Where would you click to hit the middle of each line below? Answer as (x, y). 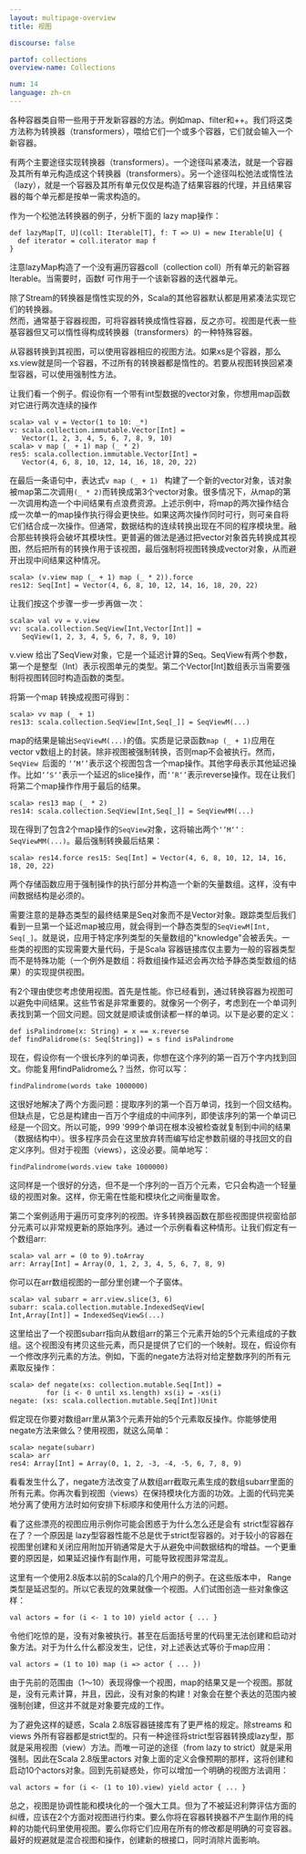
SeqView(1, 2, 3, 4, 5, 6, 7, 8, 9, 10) (99, 636)
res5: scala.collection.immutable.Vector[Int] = (103, 454)
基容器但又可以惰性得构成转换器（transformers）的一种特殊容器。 (133, 332)
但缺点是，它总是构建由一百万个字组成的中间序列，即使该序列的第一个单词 (149, 1115)
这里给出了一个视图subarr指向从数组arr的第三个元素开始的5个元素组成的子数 (153, 1333)
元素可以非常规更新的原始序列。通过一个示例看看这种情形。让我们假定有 (153, 1227)
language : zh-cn (40, 93)
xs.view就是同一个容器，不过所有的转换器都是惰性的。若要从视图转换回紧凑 (151, 362)
